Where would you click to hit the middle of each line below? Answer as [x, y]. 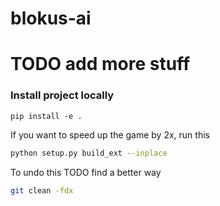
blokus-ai [51, 18]
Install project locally [62, 95]
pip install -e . [46, 116]
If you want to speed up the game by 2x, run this [110, 134]
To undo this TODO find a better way [86, 172]
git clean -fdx [42, 190]
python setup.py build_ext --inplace [89, 153]
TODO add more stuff [100, 64]
